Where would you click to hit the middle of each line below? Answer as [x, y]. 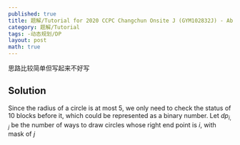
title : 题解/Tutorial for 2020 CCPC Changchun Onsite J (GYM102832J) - [116, 21]
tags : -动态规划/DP [35, 34]
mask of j [22, 134]
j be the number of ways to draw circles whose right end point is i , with [112, 125]
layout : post [27, 41]
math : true [24, 47]
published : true [32, 14]
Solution [27, 91]
